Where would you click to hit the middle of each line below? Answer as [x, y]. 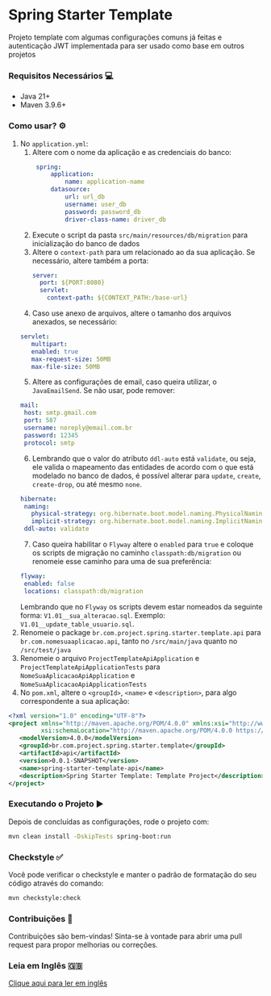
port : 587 [40, 421]
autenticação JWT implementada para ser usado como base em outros [126, 45]
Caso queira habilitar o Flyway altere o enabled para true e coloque [143, 544]
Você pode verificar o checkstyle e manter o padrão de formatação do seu [132, 874]
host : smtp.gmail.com [60, 413]
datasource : [71, 190]
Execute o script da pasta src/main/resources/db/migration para [140, 235]
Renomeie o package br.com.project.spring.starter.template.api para [140, 632]
